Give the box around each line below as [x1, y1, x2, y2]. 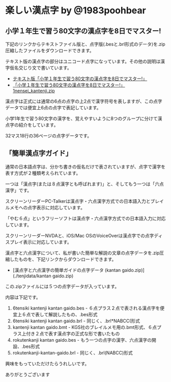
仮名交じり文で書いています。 [9, 65, 72, 70]
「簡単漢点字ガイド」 [5, 149, 72, 158]
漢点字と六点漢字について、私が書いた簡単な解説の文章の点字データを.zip [5, 250, 160, 256]
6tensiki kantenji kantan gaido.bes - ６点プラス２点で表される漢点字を [12, 305, 160, 311]
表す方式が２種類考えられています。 [5, 170, 81, 176]
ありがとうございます [5, 371, 50, 377]
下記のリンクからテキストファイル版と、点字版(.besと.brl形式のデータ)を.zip [5, 41, 165, 47]
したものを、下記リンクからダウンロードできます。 [9, 256, 117, 262]
